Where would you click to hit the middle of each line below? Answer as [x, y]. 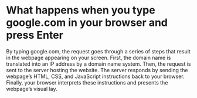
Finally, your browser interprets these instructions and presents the [87, 82]
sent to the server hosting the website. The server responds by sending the [97, 70]
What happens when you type [81, 10]
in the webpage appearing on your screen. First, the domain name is [89, 58]
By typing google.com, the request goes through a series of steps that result [98, 51]
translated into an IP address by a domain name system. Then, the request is [98, 64]
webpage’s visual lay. [32, 89]
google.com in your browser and [87, 23]
